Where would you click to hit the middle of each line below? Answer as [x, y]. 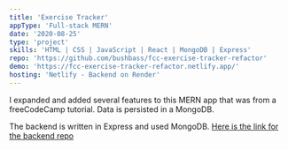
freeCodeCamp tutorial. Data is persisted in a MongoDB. [112, 109]
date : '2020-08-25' [45, 34]
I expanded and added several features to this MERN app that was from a [143, 100]
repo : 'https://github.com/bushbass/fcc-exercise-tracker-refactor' [138, 58]
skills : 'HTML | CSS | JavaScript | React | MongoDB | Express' [130, 50]
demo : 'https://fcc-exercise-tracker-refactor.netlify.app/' [125, 67]
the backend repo [42, 135]
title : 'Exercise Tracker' [59, 17]
